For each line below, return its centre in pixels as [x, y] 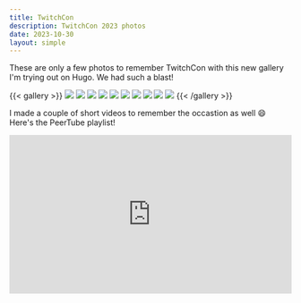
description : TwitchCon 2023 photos [77, 26]
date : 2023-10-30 [42, 34]
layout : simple [38, 42]
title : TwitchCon [42, 17]
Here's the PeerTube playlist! [62, 122]
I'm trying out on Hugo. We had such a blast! [92, 78]
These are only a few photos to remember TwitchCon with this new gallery [146, 68]
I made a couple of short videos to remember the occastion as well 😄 [138, 114]
